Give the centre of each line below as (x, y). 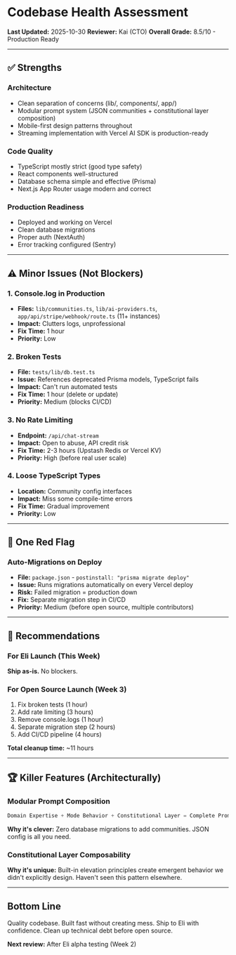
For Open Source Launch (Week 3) (67, 690)
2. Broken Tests (34, 357)
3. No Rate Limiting (40, 420)
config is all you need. (39, 837)
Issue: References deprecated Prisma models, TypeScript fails (108, 379)
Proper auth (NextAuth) (51, 237)
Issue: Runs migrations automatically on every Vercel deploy (105, 585)
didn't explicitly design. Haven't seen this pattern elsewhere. (95, 878)
